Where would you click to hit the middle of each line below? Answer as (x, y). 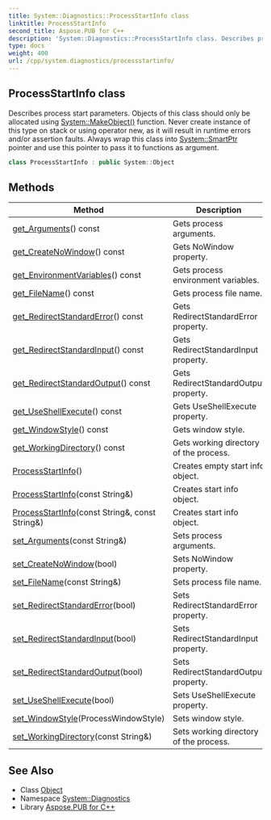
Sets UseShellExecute (214, 696)
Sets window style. (208, 718)
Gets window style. (208, 430)
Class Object (41, 790)
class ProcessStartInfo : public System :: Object (92, 162)
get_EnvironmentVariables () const (77, 275)
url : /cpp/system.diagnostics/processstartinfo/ (92, 61)
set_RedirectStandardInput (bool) (75, 639)
